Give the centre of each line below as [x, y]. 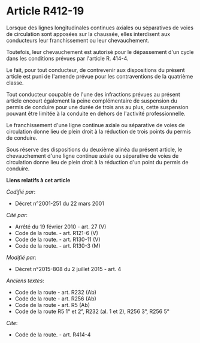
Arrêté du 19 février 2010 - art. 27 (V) [60, 227]
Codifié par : [21, 192]
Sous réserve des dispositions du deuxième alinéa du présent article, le [94, 149]
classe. [15, 83]
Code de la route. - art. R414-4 [53, 335]
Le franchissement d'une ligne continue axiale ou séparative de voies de [96, 125]
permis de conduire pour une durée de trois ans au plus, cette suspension [97, 107]
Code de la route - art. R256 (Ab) [56, 299]
